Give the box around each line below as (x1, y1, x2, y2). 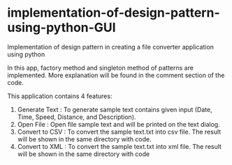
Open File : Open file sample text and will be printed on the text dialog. (17, 120, 220, 128)
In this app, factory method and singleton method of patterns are (7, 63, 194, 72)
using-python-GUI (7, 19, 117, 36)
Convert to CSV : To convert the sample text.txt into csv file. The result (17, 127, 222, 136)
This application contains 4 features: (7, 92, 113, 100)
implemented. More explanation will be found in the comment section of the (7, 71, 225, 79)
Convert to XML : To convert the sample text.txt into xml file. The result (17, 142, 222, 150)
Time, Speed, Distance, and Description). (17, 113, 136, 121)
